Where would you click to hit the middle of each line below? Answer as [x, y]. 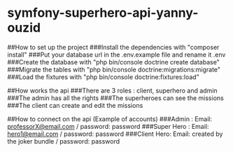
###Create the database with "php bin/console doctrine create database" [114, 62]
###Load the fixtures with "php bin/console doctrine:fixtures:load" [103, 77]
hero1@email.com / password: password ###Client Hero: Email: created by [115, 134]
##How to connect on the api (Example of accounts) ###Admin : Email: [110, 119]
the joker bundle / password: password [64, 141]
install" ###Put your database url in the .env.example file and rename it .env [116, 55]
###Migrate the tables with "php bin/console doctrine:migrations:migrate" [114, 69]
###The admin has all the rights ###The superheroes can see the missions [115, 98]
